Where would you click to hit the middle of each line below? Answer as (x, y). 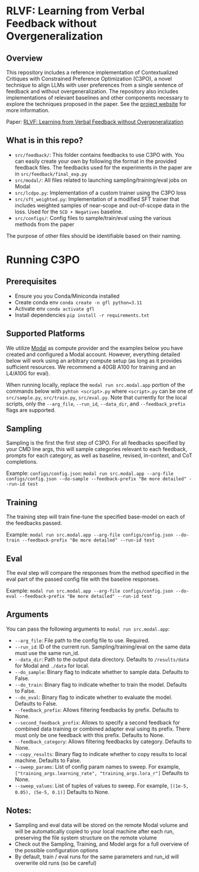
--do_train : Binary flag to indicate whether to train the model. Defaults (101, 684)
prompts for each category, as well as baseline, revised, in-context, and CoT (99, 455)
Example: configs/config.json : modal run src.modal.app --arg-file (90, 473)
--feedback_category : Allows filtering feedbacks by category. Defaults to (103, 741)
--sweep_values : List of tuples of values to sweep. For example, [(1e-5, (102, 785)
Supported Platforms (46, 334)
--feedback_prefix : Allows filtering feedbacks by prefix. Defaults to (97, 710)
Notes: (19, 810)
